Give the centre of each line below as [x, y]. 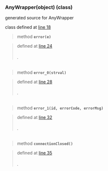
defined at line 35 [35, 153]
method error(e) [34, 37]
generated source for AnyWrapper [39, 18]
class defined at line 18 [28, 27]
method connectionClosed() [45, 143]
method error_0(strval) [42, 72]
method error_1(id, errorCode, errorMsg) [60, 108]
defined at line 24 [35, 46]
